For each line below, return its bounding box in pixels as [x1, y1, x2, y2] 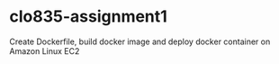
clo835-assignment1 [9, 6, 168, 27]
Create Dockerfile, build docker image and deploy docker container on [9, 36, 271, 47]
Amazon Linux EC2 [9, 45, 80, 56]
